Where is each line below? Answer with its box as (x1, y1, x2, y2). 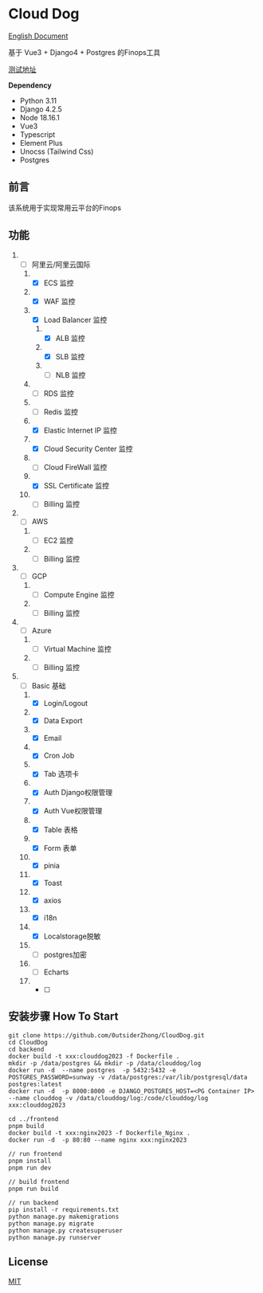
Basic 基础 (31, 681, 66, 690)
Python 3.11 (19, 96, 57, 105)
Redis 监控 (43, 407, 78, 417)
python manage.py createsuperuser (8, 1226, 124, 1235)
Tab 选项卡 (43, 770, 80, 779)
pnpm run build (8, 1185, 59, 1193)
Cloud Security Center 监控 (43, 444, 133, 454)
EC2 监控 (43, 535, 74, 545)
